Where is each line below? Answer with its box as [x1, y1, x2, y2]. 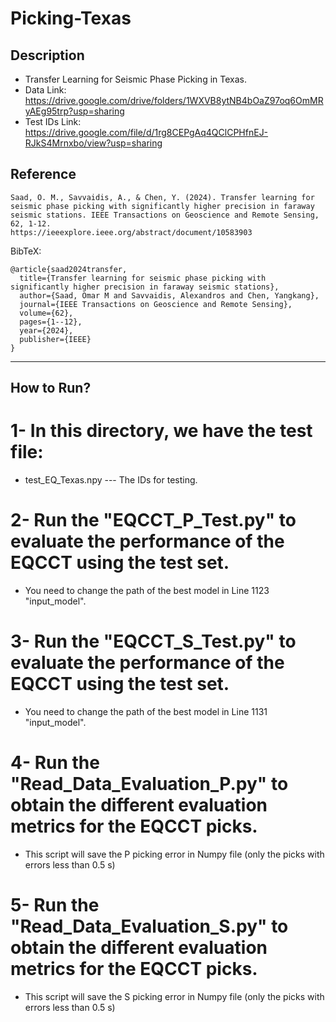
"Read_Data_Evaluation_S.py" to [10, 915, 289, 938]
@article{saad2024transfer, [10, 264, 128, 274]
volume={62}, [19, 308, 74, 318]
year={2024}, [19, 325, 74, 336]
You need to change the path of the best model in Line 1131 [24, 706, 268, 718]
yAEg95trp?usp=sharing [24, 105, 125, 117]
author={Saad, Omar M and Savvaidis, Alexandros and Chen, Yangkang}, [19, 290, 320, 301]
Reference [10, 166, 77, 183]
